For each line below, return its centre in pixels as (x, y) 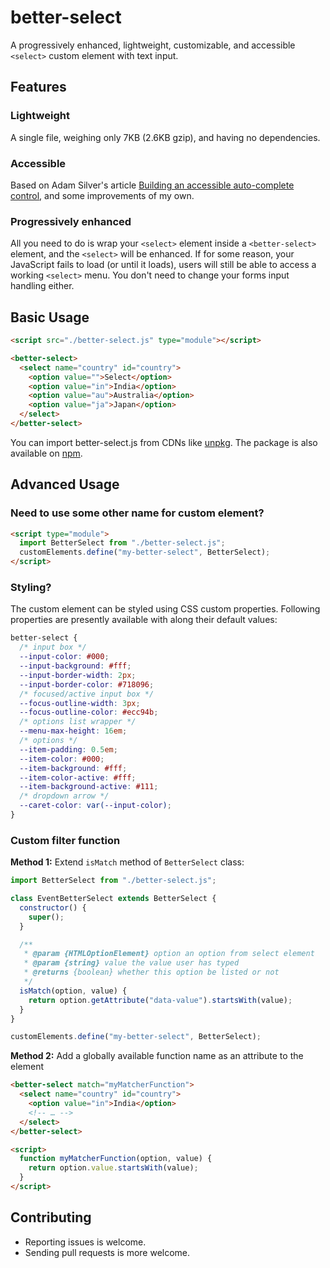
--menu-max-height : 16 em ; (73, 731)
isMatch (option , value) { (73, 991)
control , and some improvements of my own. (102, 195)
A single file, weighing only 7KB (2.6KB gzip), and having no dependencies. (165, 137)
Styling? (31, 588)
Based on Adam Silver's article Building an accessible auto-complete (152, 185)
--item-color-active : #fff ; (78, 777)
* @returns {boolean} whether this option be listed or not (151, 972)
